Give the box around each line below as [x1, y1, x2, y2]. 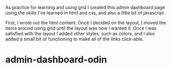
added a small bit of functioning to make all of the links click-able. [5, 36, 144, 42]
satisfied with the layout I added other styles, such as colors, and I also [5, 31, 155, 36]
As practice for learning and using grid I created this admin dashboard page [5, 5, 165, 10]
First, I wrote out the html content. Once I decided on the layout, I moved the [5, 20, 166, 26]
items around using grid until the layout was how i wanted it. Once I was [5, 25, 157, 31]
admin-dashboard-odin [5, 54, 108, 65]
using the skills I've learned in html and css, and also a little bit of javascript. [5, 10, 165, 16]
